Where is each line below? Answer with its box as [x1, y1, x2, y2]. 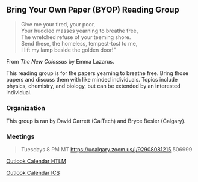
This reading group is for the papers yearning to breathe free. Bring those [6, 69, 189, 77]
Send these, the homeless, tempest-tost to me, [20, 40, 138, 47]
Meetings [6, 132, 35, 141]
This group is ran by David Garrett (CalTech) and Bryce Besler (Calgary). [6, 117, 186, 125]
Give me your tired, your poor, [20, 20, 96, 28]
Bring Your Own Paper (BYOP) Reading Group [6, 5, 179, 15]
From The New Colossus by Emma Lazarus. [6, 58, 114, 65]
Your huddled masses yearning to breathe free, [20, 27, 138, 34]
